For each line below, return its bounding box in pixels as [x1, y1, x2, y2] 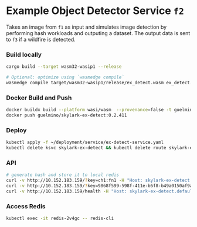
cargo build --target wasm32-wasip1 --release [6, 64, 122, 70]
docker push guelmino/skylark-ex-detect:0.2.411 [6, 112, 127, 118]
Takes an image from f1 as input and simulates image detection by [6, 23, 167, 30]
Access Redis [6, 202, 46, 210]
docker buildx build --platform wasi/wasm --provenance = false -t [6, 107, 172, 113]
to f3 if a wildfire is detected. [6, 36, 76, 43]
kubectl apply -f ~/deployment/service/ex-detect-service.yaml [6, 139, 164, 146]
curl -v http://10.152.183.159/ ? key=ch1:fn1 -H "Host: [6, 177, 143, 184]
